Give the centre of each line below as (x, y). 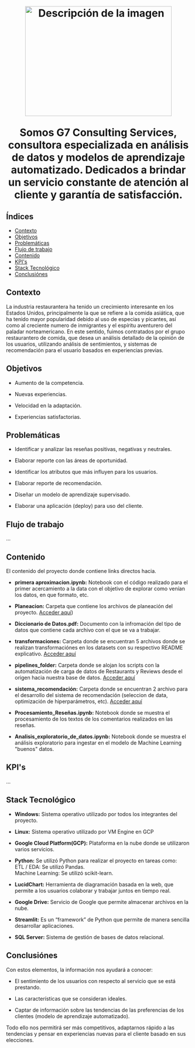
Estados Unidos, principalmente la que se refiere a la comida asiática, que (95, 313)
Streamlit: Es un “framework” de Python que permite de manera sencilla (102, 919)
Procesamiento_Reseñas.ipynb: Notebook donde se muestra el (92, 713)
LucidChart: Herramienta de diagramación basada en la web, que (94, 884)
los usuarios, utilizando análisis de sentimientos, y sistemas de (81, 344)
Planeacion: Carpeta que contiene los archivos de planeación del (93, 606)
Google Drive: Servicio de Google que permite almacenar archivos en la (101, 902)
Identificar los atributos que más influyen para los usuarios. (86, 472)
